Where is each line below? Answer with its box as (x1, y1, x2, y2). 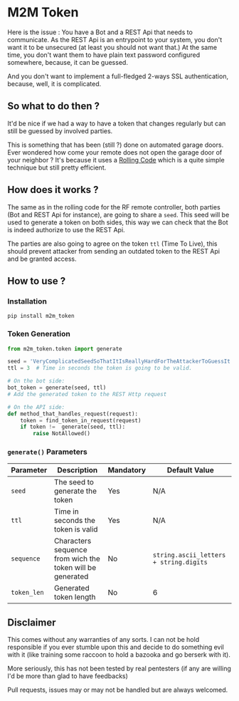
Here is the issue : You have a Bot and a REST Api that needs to (7, 28, 193, 36)
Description (57, 465, 98, 475)
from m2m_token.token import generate (7, 345, 122, 353)
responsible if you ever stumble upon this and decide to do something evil (7, 643, 224, 652)
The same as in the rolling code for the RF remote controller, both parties (7, 202, 221, 211)
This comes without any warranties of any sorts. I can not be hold (7, 635, 200, 644)
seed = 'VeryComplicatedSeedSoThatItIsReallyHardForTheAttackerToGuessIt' (7, 358, 234, 365)
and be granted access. (7, 254, 77, 263)
